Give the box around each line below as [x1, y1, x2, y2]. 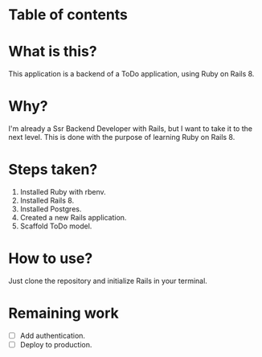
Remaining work [8, 304, 119, 322]
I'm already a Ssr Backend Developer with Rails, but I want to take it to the [8, 124, 253, 133]
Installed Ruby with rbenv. [19, 187, 106, 196]
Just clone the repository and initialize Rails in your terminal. [8, 276, 207, 285]
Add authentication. [19, 330, 86, 340]
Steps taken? [8, 161, 98, 178]
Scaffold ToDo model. [19, 221, 92, 231]
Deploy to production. [19, 339, 92, 349]
